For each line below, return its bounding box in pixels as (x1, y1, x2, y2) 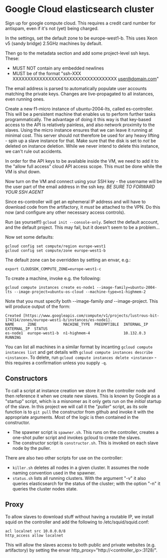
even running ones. (5, 96, 45, 102)
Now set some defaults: (5, 234, 54, 240)
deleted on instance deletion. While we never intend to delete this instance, (5, 143, 160, 149)
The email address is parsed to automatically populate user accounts (5, 85, 147, 91)
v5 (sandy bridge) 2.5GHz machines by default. (5, 40, 103, 46)
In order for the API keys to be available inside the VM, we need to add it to (5, 158, 159, 164)
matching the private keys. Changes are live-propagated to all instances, (5, 91, 155, 97)
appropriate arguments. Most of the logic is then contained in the (5, 414, 139, 420)
